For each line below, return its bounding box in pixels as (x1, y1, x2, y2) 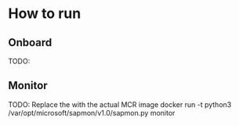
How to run (8, 5, 81, 23)
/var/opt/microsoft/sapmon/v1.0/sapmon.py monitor (8, 108, 176, 117)
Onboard (8, 36, 53, 49)
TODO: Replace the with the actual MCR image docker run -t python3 (8, 99, 232, 109)
